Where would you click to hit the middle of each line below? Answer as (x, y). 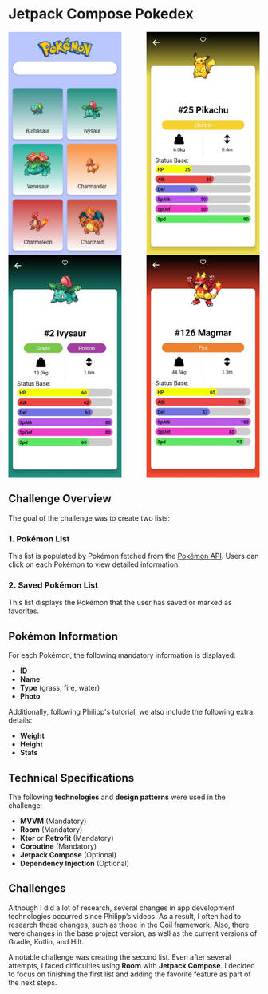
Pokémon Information (63, 636)
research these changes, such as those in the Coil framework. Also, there (129, 925)
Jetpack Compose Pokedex (101, 14)
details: (20, 720)
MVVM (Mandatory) (53, 821)
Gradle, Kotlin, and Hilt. (46, 941)
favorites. (24, 611)
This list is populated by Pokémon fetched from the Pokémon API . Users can (134, 556)
